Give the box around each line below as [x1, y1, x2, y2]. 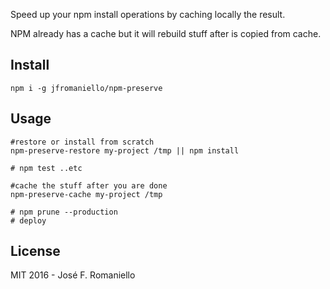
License [10, 243, 61, 260]
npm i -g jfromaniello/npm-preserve [10, 83, 163, 93]
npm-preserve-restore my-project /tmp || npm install [10, 145, 240, 156]
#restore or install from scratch [10, 137, 155, 147]
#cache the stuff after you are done [10, 180, 168, 191]
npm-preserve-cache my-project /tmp [10, 189, 163, 199]
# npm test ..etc [10, 163, 83, 173]
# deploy [10, 215, 47, 226]
